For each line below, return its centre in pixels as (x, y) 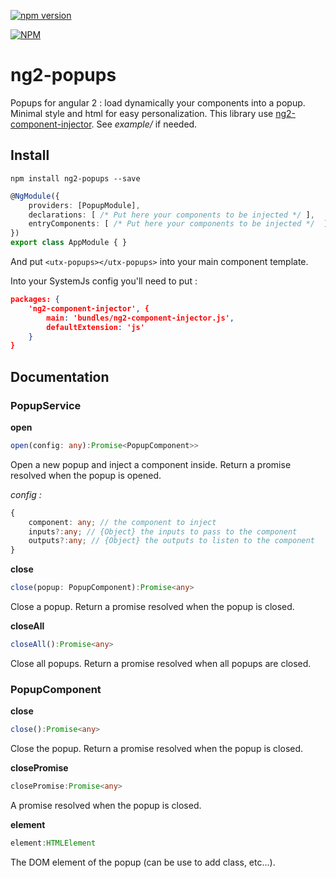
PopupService (46, 405)
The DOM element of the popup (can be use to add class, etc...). (143, 862)
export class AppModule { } (69, 243)
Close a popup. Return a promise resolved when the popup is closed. (152, 607)
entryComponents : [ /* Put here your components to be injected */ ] (178, 224)
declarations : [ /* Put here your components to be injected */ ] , (171, 215)
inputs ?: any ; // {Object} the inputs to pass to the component (163, 531)
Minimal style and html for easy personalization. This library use (142, 113)
